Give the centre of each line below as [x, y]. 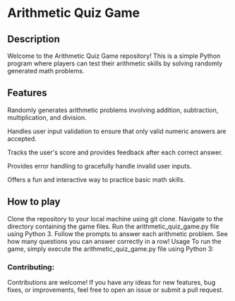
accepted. [22, 138]
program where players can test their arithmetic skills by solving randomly [115, 63]
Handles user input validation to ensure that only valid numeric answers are [117, 131]
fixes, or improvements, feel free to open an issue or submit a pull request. [115, 290]
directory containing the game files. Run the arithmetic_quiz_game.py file [113, 226]
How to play [34, 202]
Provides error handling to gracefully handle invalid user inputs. [100, 166]
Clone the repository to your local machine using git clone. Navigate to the [115, 219]
